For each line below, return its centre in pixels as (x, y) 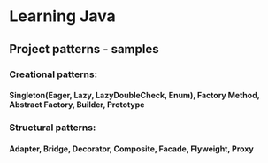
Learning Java (63, 16)
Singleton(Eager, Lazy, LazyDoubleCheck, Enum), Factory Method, (134, 96)
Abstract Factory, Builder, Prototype (77, 105)
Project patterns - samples (84, 49)
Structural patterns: (53, 128)
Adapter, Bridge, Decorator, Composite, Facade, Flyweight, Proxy (131, 149)
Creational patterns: (54, 74)
